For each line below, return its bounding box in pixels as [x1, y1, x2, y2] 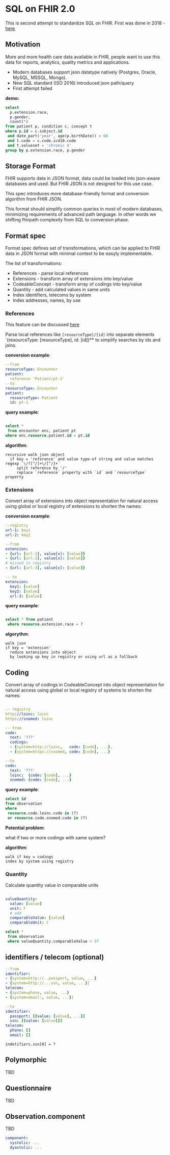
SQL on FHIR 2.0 [5, 3, 75, 15]
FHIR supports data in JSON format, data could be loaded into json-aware [5, 175, 160, 182]
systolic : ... [10, 1140, 40, 1145]
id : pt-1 [10, 400, 29, 405]
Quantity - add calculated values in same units [12, 287, 110, 293]
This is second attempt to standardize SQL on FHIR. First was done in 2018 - [5, 20, 165, 26]
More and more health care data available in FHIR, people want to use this [5, 54, 160, 60]
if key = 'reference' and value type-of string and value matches [10, 456, 154, 461]
